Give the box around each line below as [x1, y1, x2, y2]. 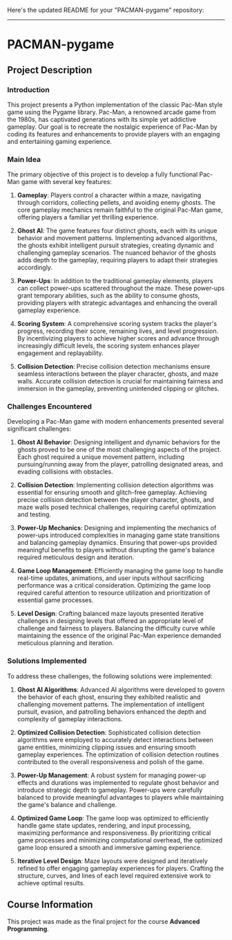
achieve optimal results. [17, 878, 85, 887]
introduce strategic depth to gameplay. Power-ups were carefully [17, 786, 203, 794]
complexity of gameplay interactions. [17, 714, 123, 723]
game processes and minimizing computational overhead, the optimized [17, 835, 223, 844]
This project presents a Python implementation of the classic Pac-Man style [7, 100, 223, 109]
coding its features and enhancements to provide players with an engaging [7, 129, 220, 138]
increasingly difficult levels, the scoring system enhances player [17, 342, 200, 350]
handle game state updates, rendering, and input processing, [17, 821, 191, 829]
